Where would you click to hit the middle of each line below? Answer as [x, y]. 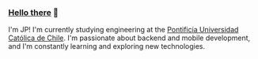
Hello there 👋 [34, 13]
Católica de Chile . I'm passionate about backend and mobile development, [129, 38]
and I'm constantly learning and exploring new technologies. [107, 46]
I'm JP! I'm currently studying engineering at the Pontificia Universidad [123, 30]
